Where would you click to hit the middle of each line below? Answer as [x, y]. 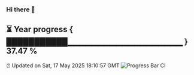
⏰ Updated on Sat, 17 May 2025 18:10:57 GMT [63, 65]
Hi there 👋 [21, 10]
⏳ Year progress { [40, 29]
